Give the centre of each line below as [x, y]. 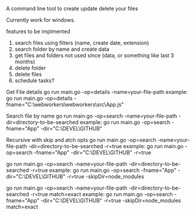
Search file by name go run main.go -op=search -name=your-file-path [92, 116]
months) [25, 62]
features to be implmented [38, 31]
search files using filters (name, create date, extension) [82, 43]
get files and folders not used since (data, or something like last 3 [94, 55]
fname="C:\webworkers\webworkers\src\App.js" [65, 105]
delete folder [30, 68]
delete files [28, 74]
